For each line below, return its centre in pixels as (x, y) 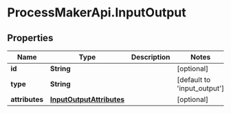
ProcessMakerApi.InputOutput (97, 13)
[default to (194, 80)
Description (151, 57)
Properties (30, 38)
